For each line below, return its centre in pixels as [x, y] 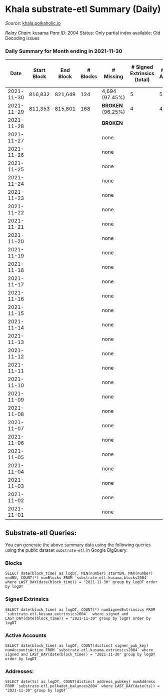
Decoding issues [22, 38]
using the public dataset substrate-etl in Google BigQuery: [66, 550]
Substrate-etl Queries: [41, 533]
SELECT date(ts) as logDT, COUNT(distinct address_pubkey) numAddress [80, 682]
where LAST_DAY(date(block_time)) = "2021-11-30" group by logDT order [81, 582]
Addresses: [19, 671]
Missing [113, 77]
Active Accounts [26, 635]
